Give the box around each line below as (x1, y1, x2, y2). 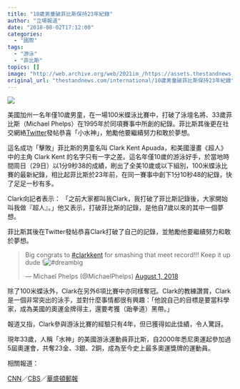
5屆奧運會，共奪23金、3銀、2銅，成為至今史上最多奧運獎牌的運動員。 (7, 344, 214, 353)
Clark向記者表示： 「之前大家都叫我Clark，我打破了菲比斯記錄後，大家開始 (7, 194, 229, 203)
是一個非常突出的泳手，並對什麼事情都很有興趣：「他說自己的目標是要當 (7, 295, 217, 304)
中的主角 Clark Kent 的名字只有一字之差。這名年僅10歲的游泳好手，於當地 (7, 153, 224, 161)
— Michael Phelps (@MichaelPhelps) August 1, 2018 (24, 272, 179, 281)
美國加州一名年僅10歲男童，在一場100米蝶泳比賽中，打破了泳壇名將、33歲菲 (7, 111, 233, 119)
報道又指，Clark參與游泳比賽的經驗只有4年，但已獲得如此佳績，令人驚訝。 (7, 320, 227, 328)
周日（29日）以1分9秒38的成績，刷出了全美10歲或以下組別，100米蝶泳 (13, 161, 221, 170)
